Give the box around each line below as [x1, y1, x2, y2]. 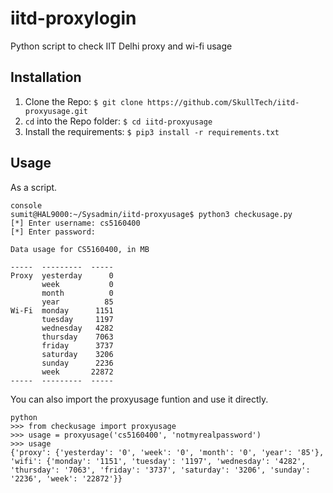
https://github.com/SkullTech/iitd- [146, 97, 300, 107]
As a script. [10, 181, 58, 193]
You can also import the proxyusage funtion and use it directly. [10, 393, 269, 405]
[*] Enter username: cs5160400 [10, 218, 141, 228]
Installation [10, 69, 82, 86]
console [10, 200, 43, 211]
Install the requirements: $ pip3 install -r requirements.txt [24, 125, 280, 137]
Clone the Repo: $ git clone [24, 95, 143, 107]
